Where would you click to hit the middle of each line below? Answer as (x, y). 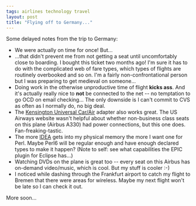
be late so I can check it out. (49, 187)
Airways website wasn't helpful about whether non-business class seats (102, 118)
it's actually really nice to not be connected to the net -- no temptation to (102, 93)
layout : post (22, 17)
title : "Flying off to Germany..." (49, 22)
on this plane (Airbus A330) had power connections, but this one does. (100, 125)
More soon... (21, 198)
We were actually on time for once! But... (63, 50)
